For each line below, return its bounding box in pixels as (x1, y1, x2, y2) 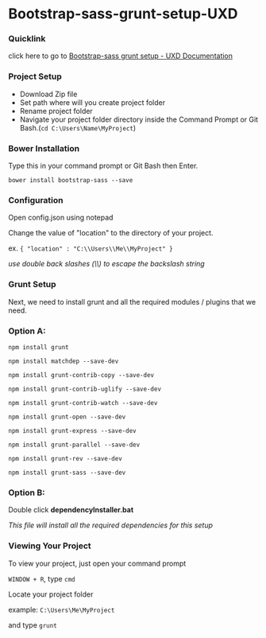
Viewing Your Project (8, 540, 91, 551)
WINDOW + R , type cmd (8, 574, 75, 583)
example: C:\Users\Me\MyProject (8, 605, 115, 614)
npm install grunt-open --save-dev (8, 413, 126, 421)
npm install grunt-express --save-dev (8, 426, 137, 434)
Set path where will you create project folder (19, 97, 166, 107)
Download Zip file (19, 89, 78, 99)
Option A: (8, 325, 46, 337)
